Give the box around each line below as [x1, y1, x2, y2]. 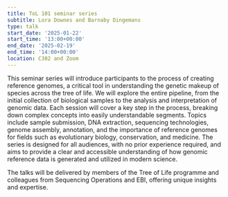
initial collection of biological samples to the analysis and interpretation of [7, 96, 218, 104]
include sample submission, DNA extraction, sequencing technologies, [7, 118, 209, 126]
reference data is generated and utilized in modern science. [7, 155, 178, 163]
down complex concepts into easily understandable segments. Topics [7, 111, 207, 119]
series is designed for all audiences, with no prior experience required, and [7, 140, 222, 149]
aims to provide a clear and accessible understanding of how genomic [7, 147, 208, 156]
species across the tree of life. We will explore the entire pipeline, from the [7, 88, 220, 97]
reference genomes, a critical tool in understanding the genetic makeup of [7, 81, 220, 90]
